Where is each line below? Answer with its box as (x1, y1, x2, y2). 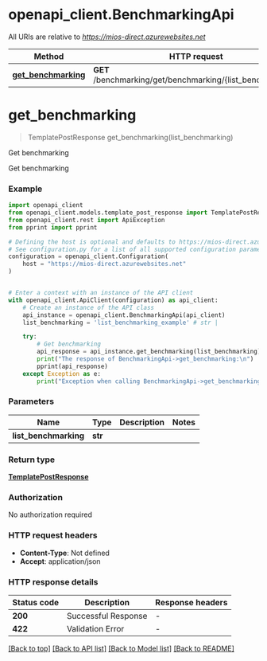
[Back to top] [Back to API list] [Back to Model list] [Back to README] (8, 643, 234, 654)
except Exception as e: (22, 370, 102, 377)
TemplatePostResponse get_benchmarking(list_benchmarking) (27, 132, 234, 142)
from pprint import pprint (8, 223, 98, 232)
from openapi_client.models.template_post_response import (8, 209, 208, 217)
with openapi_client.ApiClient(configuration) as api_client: (8, 296, 219, 304)
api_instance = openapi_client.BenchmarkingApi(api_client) (22, 311, 226, 319)
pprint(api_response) (37, 362, 109, 370)
